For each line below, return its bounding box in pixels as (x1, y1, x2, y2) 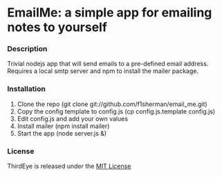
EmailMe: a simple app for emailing (7, 5, 212, 21)
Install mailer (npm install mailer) (17, 122, 110, 130)
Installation (7, 84, 46, 94)
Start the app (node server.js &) (17, 129, 107, 137)
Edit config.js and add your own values (17, 114, 129, 123)
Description (7, 44, 48, 54)
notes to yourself (7, 19, 107, 35)
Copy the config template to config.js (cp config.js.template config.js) (17, 107, 216, 115)
